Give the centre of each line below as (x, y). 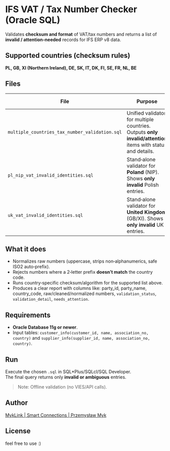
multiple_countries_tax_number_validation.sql (65, 132)
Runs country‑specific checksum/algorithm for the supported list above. (88, 283)
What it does (26, 249)
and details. (140, 151)
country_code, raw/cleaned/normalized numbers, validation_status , (84, 294)
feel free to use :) (23, 443)
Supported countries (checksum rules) (68, 56)
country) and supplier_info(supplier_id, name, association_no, (81, 338)
